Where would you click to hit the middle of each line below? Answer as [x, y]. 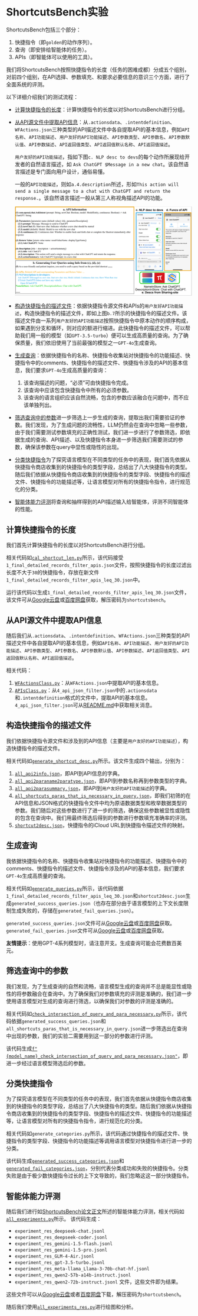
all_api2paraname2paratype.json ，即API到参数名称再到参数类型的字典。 [102, 781]
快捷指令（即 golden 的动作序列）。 [55, 42]
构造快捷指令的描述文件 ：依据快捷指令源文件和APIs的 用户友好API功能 [97, 306]
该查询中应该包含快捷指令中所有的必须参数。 [78, 390]
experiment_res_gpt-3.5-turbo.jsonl [60, 1263]
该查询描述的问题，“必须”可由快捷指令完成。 [77, 383]
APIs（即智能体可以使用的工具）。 [55, 57]
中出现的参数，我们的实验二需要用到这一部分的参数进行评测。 [81, 1036]
